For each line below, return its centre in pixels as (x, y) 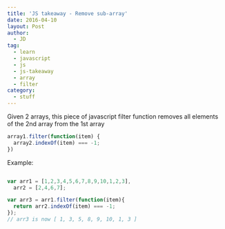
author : (18, 33)
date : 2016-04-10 (32, 20)
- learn (25, 52)
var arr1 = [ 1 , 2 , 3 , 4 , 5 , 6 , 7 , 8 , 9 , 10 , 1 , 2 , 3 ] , (69, 181)
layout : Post (26, 26)
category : (21, 90)
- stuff (25, 97)
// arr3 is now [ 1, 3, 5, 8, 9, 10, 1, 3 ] (72, 219)
